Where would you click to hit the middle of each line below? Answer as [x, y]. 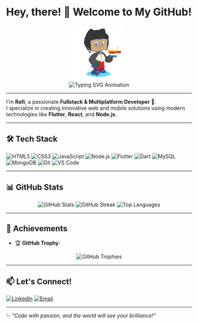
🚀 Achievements [37, 229]
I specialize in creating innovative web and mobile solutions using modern [96, 108]
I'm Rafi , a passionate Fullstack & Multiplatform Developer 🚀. [81, 101]
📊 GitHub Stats [35, 187]
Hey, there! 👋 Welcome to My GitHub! [99, 12]
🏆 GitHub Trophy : [37, 243]
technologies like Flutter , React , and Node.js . [62, 114]
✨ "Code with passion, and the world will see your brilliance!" [81, 316]
